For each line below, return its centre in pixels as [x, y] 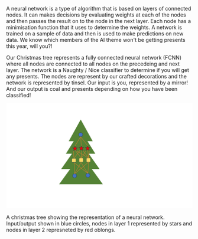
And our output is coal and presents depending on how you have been [92, 89]
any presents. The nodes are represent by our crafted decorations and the [97, 76]
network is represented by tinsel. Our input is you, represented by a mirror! [97, 83]
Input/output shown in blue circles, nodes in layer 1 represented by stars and [99, 223]
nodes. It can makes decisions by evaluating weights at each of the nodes [96, 15]
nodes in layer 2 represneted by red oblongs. [61, 230]
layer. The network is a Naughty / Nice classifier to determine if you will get [98, 70]
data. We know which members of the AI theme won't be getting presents [96, 40]
